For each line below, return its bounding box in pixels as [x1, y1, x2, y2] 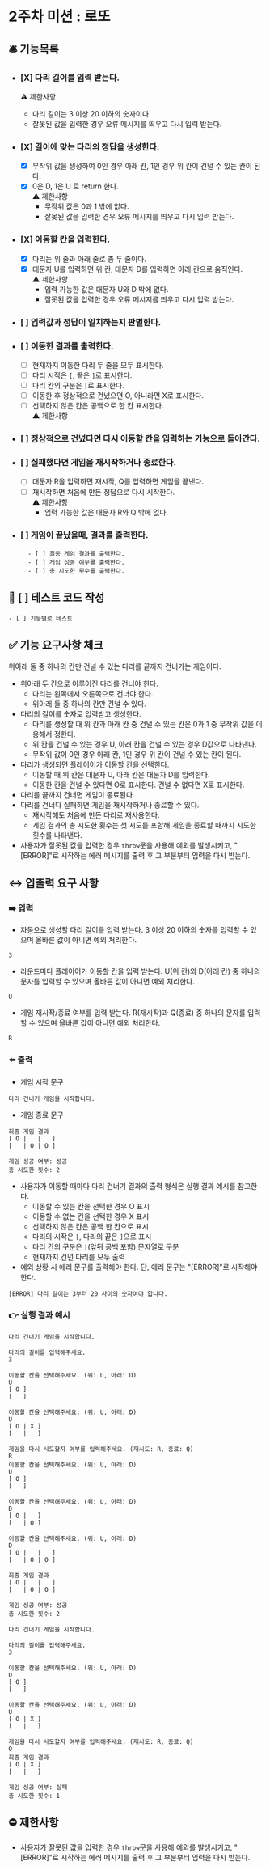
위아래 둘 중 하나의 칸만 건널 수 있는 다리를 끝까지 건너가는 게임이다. [8, 661, 221, 671]
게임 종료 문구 [19, 1110, 64, 1119]
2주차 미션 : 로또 [8, 7, 111, 26]
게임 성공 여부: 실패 [8, 1783, 68, 1792]
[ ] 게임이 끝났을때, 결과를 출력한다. [19, 529, 149, 540]
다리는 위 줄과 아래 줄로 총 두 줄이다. [32, 254, 147, 264]
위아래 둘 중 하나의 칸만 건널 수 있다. [32, 699, 147, 709]
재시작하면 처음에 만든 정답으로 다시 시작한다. [32, 487, 175, 497]
